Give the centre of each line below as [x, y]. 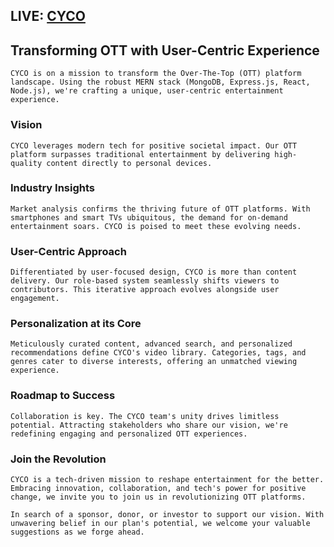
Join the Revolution [58, 459]
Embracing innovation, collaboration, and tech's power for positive [158, 488]
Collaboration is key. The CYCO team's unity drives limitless [145, 416]
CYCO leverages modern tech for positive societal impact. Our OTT [154, 145]
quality [26, 163]
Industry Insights [52, 188]
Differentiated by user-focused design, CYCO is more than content [154, 272]
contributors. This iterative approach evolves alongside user [145, 290]
